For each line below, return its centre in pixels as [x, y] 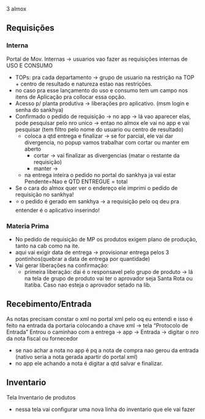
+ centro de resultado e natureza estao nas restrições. [84, 84]
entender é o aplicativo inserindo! [57, 210]
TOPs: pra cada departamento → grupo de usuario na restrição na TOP [105, 77]
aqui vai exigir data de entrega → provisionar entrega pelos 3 [92, 252]
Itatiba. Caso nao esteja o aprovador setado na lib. [88, 285]
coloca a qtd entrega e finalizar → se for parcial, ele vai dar [99, 136]
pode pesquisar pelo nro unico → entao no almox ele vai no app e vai [102, 123]
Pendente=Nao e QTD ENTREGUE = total [76, 181]
